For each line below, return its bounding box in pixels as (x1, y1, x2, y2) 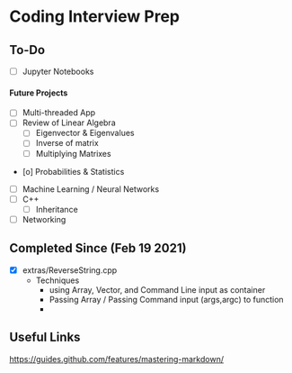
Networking (22, 214, 66, 224)
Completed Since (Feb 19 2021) (9, 241, 187, 256)
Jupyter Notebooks (22, 66, 94, 77)
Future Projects (9, 87, 68, 98)
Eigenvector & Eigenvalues (35, 128, 135, 139)
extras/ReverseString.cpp (22, 264, 118, 276)
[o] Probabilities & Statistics (22, 166, 125, 177)
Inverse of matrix (35, 138, 99, 149)
